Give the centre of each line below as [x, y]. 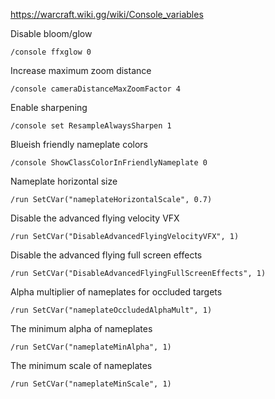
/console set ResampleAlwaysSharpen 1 [91, 126]
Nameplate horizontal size [64, 181]
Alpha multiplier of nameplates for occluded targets [116, 292]
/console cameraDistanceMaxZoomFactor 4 [96, 89]
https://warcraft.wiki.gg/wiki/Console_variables [107, 14]
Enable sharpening [49, 107]
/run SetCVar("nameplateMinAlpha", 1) [91, 347]
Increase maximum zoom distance [81, 70]
